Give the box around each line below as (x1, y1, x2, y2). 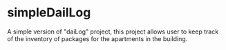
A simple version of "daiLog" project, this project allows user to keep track (7, 27, 219, 36)
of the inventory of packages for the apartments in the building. (7, 34, 188, 42)
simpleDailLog (7, 5, 91, 21)
